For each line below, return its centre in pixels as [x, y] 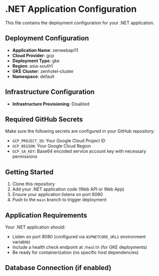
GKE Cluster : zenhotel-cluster [43, 71]
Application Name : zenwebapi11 [45, 50]
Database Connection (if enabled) [58, 268]
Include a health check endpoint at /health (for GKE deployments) [79, 247]
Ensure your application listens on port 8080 [58, 195]
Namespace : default [33, 76]
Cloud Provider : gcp [33, 55]
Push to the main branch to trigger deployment [59, 200]
